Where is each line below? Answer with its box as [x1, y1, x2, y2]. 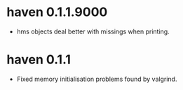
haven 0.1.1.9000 [6, 4, 108, 20]
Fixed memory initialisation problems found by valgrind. [16, 75, 177, 83]
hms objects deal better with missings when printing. [16, 27, 170, 36]
